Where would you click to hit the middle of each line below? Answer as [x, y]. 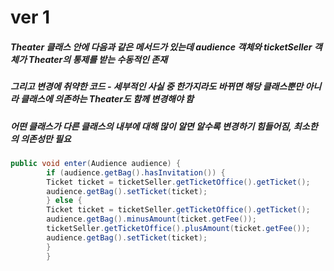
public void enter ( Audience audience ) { [96, 163]
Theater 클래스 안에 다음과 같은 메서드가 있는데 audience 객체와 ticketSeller [161, 47]
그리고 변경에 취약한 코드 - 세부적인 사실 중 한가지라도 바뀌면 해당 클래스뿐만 [157, 87]
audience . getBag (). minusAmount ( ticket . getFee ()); [151, 219]
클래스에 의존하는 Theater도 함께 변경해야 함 [107, 99]
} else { [64, 201]
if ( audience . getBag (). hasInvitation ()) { [136, 172]
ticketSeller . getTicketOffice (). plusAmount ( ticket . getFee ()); [178, 229]
